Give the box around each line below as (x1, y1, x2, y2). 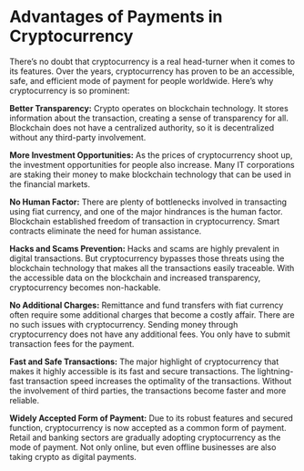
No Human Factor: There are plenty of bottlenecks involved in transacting (9, 196, 288, 207)
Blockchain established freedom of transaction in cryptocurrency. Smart (9, 215, 280, 226)
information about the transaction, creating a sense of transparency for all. (9, 112, 289, 123)
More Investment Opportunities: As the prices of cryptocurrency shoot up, (9, 149, 293, 161)
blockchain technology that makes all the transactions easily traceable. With (9, 262, 295, 273)
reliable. (9, 394, 40, 405)
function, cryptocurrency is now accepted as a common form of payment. (9, 422, 287, 433)
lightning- (257, 365, 294, 376)
